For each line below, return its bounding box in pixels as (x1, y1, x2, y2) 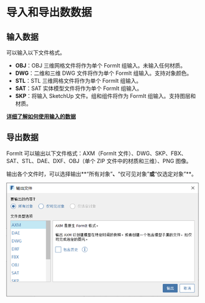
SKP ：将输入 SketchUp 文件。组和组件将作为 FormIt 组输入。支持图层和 (15, 92, 196, 99)
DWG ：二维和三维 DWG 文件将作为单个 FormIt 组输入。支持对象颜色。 (15, 69, 192, 77)
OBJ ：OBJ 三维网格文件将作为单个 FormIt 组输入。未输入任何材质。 (15, 62, 186, 69)
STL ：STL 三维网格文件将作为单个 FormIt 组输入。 (15, 77, 142, 84)
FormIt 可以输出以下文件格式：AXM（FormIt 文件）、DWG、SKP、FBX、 (6, 150, 187, 157)
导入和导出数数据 (6, 5, 93, 19)
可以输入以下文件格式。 (6, 49, 65, 56)
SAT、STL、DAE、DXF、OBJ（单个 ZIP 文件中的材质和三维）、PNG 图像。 (6, 157, 192, 164)
